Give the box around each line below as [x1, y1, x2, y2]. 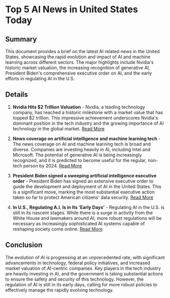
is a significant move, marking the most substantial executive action [12, 189, 155, 195]
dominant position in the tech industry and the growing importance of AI [12, 120, 164, 126]
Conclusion [5, 241, 43, 249]
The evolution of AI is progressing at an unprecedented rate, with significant [5, 254, 165, 260]
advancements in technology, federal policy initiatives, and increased [5, 260, 150, 266]
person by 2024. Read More [23, 163, 82, 169]
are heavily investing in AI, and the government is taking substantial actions [5, 270, 163, 277]
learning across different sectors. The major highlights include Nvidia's [5, 59, 154, 65]
